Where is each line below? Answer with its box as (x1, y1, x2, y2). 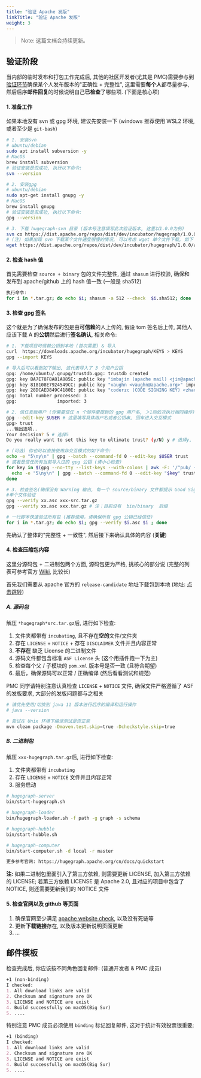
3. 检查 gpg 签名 (6, 309, 46, 316)
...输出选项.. (6, 426, 38, 432)
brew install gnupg (6, 204, 55, 210)
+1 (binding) (6, 1034, 39, 1040)
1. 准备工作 (6, 103, 33, 110)
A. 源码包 (6, 603, 29, 610)
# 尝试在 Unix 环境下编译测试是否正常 (6, 718, 90, 724)
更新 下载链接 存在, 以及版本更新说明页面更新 (14, 922, 123, 929)
